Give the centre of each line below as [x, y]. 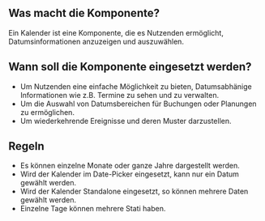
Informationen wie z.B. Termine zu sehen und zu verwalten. [120, 95]
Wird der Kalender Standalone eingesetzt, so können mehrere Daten [134, 191]
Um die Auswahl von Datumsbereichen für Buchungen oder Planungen [138, 104]
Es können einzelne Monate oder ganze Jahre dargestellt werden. [130, 166]
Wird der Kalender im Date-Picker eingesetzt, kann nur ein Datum [129, 174]
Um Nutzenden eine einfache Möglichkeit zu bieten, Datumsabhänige [136, 86]
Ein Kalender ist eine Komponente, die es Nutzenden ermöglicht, [116, 32]
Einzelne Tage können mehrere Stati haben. [93, 209]
